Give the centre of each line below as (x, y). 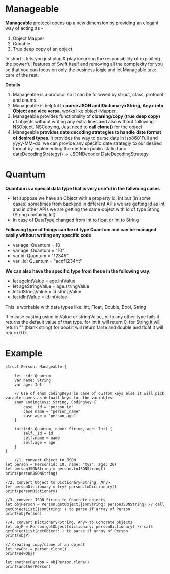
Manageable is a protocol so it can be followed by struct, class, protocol (88, 94)
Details (13, 85)
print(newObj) (20, 553)
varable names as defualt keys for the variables (59, 398)
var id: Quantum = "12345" (41, 256)
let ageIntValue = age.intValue (44, 281)
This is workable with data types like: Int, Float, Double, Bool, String (76, 307)
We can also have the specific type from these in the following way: (78, 271)
